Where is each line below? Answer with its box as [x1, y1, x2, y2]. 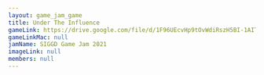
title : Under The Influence [8, 19, 101, 27]
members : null [8, 55, 55, 63]
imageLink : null [8, 48, 61, 55]
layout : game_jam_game [8, 11, 82, 20]
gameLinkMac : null [8, 33, 68, 41]
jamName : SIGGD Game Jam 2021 [8, 41, 108, 48]
